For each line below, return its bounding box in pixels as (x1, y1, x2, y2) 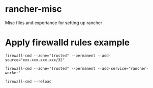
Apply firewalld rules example (5, 37, 130, 48)
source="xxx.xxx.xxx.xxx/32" (5, 58, 65, 62)
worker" (5, 70, 21, 75)
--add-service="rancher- (97, 66, 149, 71)
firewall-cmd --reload (5, 79, 52, 84)
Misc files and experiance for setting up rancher (5, 20, 102, 26)
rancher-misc (5, 3, 62, 15)
